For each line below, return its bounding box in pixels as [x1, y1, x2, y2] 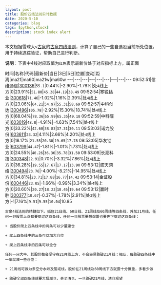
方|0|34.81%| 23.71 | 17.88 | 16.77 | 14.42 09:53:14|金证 [5, 174, 108, 180]
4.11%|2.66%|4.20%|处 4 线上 [38, 132, 96, 137]
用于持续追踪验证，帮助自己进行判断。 [5, 50, 82, 56]
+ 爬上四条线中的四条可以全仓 [5, 243, 57, 247]
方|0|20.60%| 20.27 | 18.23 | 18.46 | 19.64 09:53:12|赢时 [5, 186, 109, 192]
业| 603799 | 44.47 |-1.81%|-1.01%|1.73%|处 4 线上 [5, 144, 99, 149]
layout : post [5, 7, 32, 12]
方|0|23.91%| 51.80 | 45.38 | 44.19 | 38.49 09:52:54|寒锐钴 [5, 89, 113, 95]
